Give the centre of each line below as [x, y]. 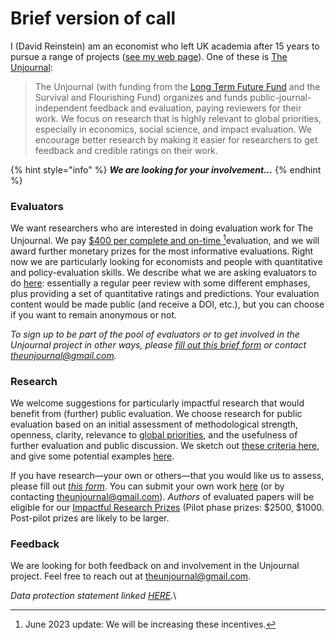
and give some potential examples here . [92, 456]
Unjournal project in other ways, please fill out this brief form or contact [158, 344]
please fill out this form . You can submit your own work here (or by [147, 486]
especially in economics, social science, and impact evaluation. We [173, 129]
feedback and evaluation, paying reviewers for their [195, 108]
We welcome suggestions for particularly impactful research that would [157, 403]
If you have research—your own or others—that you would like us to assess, [167, 476]
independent [61, 108]
